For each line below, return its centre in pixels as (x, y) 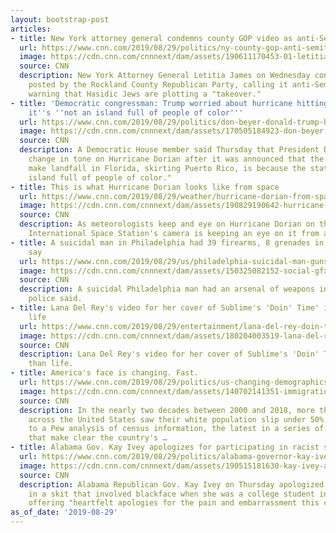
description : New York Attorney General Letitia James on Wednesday (165, 76)
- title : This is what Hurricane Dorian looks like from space (145, 187)
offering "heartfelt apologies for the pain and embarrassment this (174, 503)
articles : (31, 29)
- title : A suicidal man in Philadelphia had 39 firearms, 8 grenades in (167, 242)
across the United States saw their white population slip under (167, 419)
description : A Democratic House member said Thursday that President (169, 150)
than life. (51, 364)
